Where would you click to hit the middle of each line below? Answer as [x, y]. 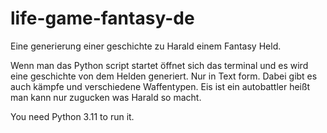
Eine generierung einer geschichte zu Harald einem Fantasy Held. [146, 46]
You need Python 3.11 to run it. [72, 116]
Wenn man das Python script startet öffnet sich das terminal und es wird [159, 65]
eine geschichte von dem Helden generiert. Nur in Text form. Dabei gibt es [164, 76]
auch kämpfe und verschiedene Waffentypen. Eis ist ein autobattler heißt [160, 86]
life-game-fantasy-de [102, 18]
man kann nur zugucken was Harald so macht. [106, 97]
